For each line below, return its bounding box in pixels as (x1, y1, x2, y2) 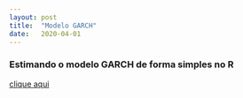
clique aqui (9, 79, 50, 89)
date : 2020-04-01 (9, 29, 82, 38)
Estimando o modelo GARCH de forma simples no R (9, 58, 234, 71)
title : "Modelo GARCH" (9, 21, 98, 30)
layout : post (9, 12, 58, 22)
